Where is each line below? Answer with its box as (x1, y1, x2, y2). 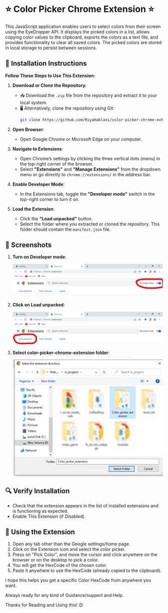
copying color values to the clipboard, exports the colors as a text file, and (5, 34, 158, 40)
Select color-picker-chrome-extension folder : (12, 350, 110, 356)
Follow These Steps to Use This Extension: (5, 73, 96, 79)
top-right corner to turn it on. (19, 196, 80, 202)
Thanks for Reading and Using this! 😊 (5, 602, 83, 608)
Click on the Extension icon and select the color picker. (12, 546, 126, 552)
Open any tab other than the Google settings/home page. (12, 541, 130, 547)
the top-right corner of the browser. (19, 161, 93, 167)
